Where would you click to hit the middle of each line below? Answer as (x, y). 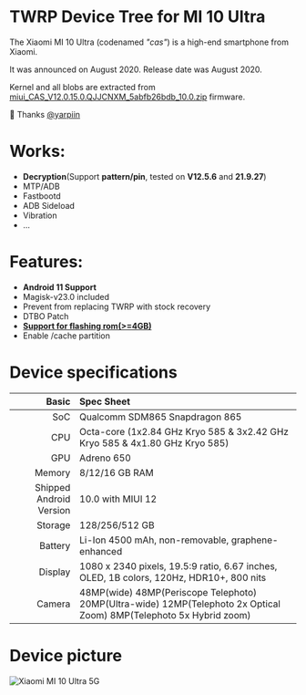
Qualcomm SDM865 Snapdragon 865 (160, 417)
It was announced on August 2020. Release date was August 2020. (136, 69)
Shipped (53, 487)
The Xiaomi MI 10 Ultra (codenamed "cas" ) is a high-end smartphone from (149, 42)
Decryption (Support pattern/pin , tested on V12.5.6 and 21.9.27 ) (144, 176)
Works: (37, 151)
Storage (53, 524)
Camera (53, 604)
